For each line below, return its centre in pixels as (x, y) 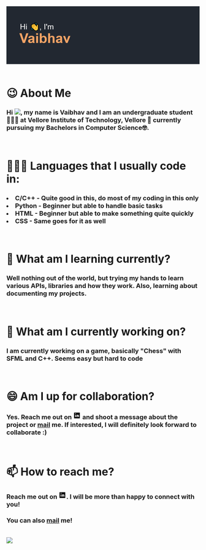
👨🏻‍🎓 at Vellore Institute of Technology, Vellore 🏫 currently (94, 120)
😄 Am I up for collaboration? (81, 397)
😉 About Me (39, 93)
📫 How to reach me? (60, 472)
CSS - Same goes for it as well (60, 221)
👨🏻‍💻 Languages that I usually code (96, 166)
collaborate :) (27, 432)
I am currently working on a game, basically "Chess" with (94, 350)
